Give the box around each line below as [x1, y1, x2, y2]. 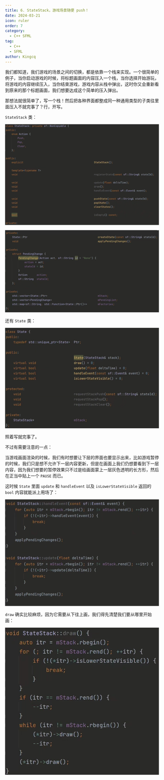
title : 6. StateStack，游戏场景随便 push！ [5, 8, 89, 13]
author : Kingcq [5, 54, 36, 59]
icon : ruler [5, 18, 29, 23]
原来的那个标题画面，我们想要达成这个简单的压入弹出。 [9, 87, 121, 93]
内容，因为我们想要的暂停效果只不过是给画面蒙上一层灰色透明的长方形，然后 [5, 467, 159, 473]
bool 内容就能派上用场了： [5, 489, 58, 495]
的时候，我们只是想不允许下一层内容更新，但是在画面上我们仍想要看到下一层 [5, 461, 159, 466]
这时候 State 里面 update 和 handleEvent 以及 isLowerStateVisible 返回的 [5, 484, 152, 489]
